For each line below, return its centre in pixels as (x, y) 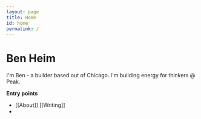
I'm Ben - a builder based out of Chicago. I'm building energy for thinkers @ (101, 76)
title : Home (21, 18)
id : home (17, 23)
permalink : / (23, 29)
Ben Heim (31, 59)
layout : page (23, 12)
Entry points (22, 94)
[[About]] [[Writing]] (40, 105)
